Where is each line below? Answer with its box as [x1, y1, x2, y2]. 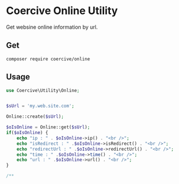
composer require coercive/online [6, 56, 91, 62]
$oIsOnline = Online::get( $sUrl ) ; [6, 124, 91, 130]
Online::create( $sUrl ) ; [6, 114, 64, 120]
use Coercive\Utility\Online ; [6, 87, 80, 93]
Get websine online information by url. [6, 23, 98, 30]
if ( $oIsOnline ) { [6, 130, 49, 136]
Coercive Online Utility [6, 4, 118, 18]
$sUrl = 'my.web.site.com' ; [6, 103, 75, 109]
